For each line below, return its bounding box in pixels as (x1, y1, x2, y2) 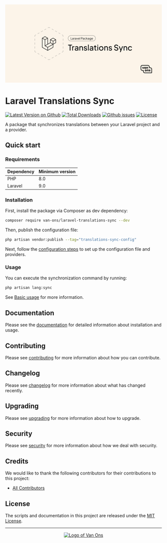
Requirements (5, 156, 40, 163)
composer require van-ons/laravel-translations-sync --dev (5, 218, 130, 223)
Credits (5, 457, 29, 466)
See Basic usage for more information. (5, 294, 84, 300)
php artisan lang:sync (5, 285, 52, 290)
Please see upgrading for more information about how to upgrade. (5, 415, 141, 421)
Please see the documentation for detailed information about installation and (5, 322, 162, 328)
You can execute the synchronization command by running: (5, 275, 127, 281)
